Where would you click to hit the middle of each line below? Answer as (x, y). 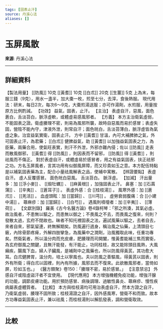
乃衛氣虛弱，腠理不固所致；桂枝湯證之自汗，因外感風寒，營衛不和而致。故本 (81, 293)
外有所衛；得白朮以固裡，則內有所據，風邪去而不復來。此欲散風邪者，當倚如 (81, 263)
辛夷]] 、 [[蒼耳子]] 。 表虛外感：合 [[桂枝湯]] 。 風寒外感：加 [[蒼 (87, 190)
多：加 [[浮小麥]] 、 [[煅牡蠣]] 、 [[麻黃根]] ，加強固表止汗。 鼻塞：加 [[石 (78, 184)
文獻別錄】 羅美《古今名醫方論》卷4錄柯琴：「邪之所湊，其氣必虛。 (90, 208)
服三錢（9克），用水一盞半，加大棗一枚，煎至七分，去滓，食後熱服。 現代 (78, 99)
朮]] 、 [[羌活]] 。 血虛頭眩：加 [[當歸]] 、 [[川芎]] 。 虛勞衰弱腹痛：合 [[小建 (81, 196)
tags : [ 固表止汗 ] (21, 9)
